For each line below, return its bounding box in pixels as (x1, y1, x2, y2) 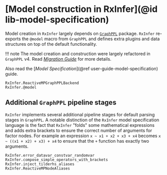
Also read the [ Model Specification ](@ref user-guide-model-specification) (5, 66, 158, 72)
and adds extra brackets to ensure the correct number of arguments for (5, 127, 152, 133)
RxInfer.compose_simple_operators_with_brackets (5, 157, 108, 162)
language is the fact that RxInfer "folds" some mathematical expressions (5, 122, 155, 128)
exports (5, 36, 21, 42)
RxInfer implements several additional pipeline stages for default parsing (5, 111, 155, 117)
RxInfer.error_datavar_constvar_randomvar (5, 153, 95, 158)
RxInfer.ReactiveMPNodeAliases (5, 166, 70, 171)
